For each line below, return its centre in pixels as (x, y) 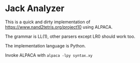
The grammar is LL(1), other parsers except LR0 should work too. (70, 36)
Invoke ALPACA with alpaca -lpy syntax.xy (49, 55)
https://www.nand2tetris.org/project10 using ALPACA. (59, 27)
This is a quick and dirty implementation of (48, 22)
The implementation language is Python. (45, 46)
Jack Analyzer (35, 8)
